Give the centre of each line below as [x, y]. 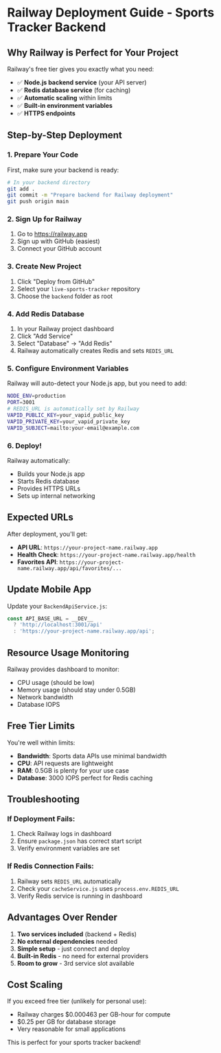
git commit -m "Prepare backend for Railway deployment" [90, 195]
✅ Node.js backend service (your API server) [82, 82]
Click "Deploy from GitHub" [56, 281]
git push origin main [38, 202]
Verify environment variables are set [68, 848]
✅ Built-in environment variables [65, 105]
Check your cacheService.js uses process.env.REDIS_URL [98, 888]
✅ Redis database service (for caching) [74, 90]
